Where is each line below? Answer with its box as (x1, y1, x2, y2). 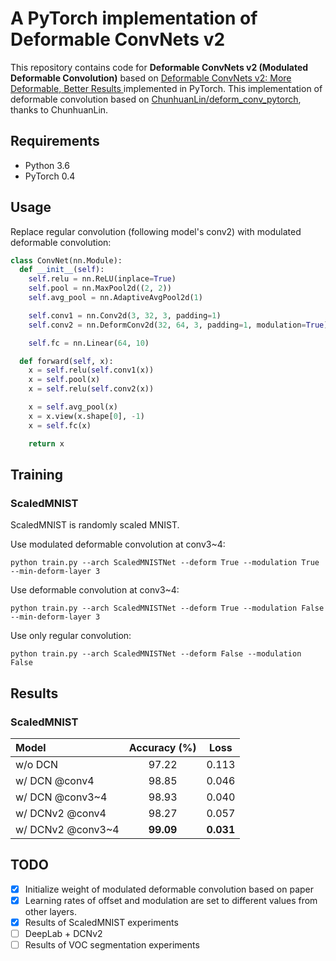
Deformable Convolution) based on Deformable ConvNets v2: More (10, 72, 292, 84)
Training (10, 466, 64, 483)
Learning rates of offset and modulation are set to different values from (24, 894, 318, 906)
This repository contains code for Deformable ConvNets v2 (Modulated (10, 61, 309, 73)
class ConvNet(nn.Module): (10, 255, 123, 266)
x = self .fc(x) (28, 420, 92, 431)
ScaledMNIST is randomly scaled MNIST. (10, 519, 180, 531)
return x (28, 438, 65, 449)
